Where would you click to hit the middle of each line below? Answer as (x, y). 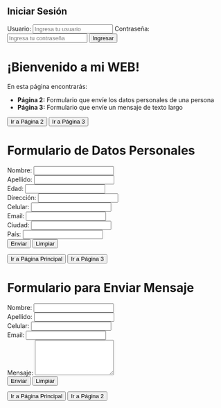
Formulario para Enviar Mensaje (101, 287)
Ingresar (103, 38)
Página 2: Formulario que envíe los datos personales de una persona (116, 99)
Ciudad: (18, 225)
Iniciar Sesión (37, 11)
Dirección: (22, 197)
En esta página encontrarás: (47, 86)
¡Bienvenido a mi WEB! (73, 67)
